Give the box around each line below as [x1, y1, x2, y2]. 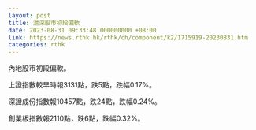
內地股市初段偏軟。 [8, 64, 71, 73]
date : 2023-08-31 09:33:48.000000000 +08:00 [8, 26, 157, 34]
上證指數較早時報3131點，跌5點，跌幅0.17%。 [8, 80, 156, 90]
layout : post [8, 11, 51, 20]
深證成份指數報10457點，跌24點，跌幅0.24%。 [8, 97, 161, 106]
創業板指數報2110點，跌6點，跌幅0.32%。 [8, 113, 145, 123]
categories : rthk [8, 41, 65, 49]
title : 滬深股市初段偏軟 [8, 19, 80, 27]
